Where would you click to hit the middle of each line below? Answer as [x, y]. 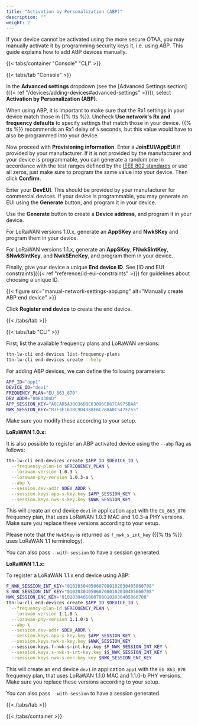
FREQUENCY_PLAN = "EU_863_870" [42, 393]
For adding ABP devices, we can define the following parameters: [86, 371]
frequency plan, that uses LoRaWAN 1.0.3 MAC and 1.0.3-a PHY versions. [95, 517]
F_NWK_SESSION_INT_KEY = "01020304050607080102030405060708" [80, 587]
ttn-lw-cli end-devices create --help [54, 360]
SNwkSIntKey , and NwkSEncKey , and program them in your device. [90, 256]
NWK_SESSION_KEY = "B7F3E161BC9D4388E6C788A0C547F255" [72, 410]
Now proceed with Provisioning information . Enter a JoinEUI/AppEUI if [93, 147]
